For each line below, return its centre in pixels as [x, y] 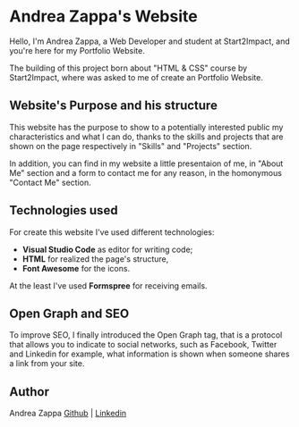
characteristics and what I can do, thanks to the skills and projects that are [146, 137]
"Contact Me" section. [50, 182]
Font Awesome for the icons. [76, 268]
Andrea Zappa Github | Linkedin [68, 414]
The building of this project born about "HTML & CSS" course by [128, 68]
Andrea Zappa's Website [104, 17]
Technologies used [64, 210]
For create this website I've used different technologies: [112, 232]
